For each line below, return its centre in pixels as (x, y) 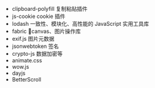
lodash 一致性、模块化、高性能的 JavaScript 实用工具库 (80, 24)
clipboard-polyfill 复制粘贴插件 (50, 9)
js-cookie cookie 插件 (38, 16)
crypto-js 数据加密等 (37, 54)
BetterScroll (26, 79)
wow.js (20, 67)
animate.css (27, 60)
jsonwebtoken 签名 (35, 46)
